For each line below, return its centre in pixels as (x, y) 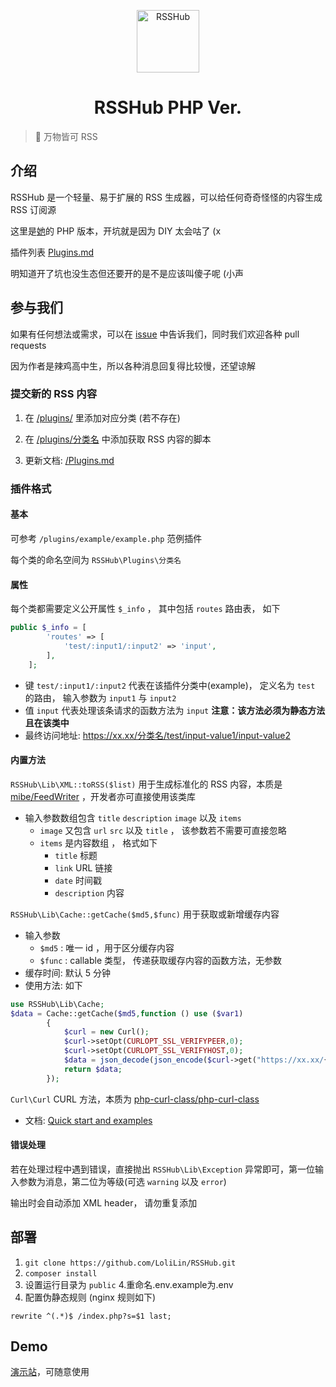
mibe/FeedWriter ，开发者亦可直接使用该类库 (103, 796)
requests (28, 345)
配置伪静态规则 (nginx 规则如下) (90, 1297)
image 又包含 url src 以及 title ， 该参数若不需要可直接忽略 (163, 830)
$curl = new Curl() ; (106, 1032)
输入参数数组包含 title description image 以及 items (133, 817)
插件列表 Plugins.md (52, 252)
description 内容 (89, 892)
